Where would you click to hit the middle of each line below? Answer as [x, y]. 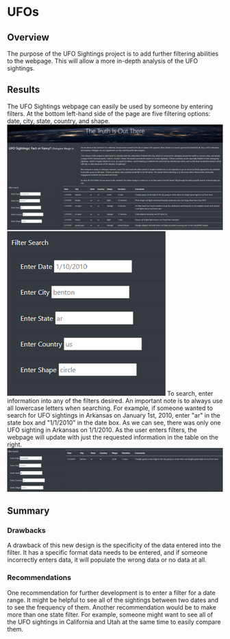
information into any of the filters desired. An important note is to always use [115, 400]
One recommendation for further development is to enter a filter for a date [111, 592]
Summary [28, 511]
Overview [28, 37]
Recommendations [39, 578]
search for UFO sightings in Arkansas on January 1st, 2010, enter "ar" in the [114, 415]
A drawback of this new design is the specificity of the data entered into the [114, 545]
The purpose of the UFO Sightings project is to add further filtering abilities [113, 53]
